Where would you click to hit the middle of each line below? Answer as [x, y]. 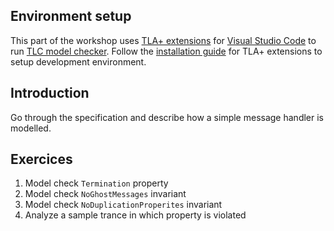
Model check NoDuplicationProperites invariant [123, 205]
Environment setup [71, 16]
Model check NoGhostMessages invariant [105, 194]
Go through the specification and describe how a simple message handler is [167, 117]
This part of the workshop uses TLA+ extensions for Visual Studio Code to [163, 40]
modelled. [31, 128]
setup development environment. [78, 61]
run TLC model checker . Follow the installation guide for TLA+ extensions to [166, 51]
